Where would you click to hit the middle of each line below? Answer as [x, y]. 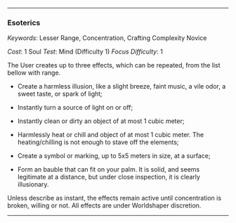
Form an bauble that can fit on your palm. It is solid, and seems [109, 170]
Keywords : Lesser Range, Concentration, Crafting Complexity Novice [107, 38]
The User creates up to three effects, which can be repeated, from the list [114, 65]
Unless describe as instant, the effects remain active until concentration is [114, 198]
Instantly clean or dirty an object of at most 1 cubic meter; [101, 121]
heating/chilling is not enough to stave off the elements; [98, 142]
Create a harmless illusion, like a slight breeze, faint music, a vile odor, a [122, 87]
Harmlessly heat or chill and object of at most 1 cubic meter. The [111, 135]
